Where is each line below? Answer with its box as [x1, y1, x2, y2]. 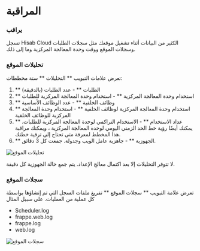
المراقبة [6, 4, 41, 18]
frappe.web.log [14, 213, 53, 220]
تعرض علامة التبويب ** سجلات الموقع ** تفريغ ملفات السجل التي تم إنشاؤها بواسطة [6, 189, 194, 196]
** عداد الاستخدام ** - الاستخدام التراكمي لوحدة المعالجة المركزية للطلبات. [14, 118, 183, 125]
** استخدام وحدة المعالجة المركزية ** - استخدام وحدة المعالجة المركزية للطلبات [14, 92, 195, 100]
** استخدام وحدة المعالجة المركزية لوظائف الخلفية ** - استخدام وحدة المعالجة [14, 105, 190, 112]
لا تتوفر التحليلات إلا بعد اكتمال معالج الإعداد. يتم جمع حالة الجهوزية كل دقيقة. [6, 160, 175, 168]
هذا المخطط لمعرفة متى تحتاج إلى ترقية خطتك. [14, 130, 121, 138]
